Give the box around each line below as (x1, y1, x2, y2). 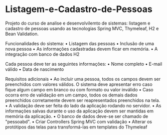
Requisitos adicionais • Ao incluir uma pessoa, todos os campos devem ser (5, 76, 161, 82)
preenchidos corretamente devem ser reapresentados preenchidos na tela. (5, 97, 160, 103)
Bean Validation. (5, 31, 39, 37)
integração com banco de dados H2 (5, 51, 80, 57)
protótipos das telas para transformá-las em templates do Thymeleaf (5, 124, 147, 130)
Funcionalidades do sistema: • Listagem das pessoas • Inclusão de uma (5, 40, 154, 46)
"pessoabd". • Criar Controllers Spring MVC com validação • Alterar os (5, 118, 152, 124)
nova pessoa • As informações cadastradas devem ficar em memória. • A (5, 46, 158, 52)
